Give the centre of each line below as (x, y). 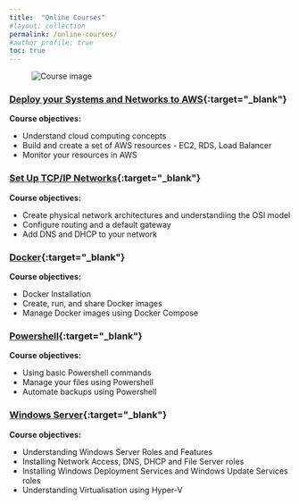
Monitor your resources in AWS (80, 155)
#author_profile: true (51, 42)
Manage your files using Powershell (88, 382)
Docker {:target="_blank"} (67, 257)
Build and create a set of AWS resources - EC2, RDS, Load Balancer (147, 146)
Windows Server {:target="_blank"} (88, 415)
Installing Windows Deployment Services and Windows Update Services (155, 471)
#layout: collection (48, 26)
